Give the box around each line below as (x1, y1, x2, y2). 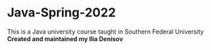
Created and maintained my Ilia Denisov (7, 34, 124, 42)
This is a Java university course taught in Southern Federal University (7, 27, 204, 36)
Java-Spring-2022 (7, 5, 116, 21)
